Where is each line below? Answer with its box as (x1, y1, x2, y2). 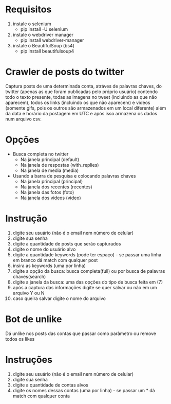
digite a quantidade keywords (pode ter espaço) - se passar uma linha (12, 251, 162, 258)
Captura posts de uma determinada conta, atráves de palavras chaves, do (5, 83, 162, 89)
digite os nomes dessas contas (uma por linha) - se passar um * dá (12, 387, 155, 393)
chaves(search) (12, 273, 46, 279)
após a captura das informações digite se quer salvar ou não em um (12, 284, 158, 290)
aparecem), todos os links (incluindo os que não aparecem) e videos (5, 99, 150, 106)
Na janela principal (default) (20, 156, 80, 163)
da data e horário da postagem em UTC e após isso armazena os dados (5, 110, 158, 116)
